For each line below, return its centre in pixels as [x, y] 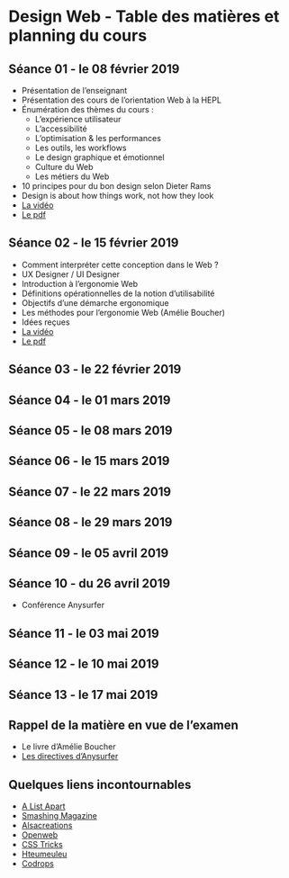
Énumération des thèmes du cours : [87, 109]
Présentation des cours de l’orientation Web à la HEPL [122, 100]
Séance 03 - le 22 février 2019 [95, 369]
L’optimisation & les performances [98, 138]
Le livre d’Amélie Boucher [68, 747]
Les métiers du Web [72, 176]
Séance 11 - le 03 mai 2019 [84, 633]
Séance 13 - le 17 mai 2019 [83, 694]
